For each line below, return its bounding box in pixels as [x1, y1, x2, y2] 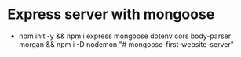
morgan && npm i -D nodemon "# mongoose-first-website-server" [18, 39, 235, 48]
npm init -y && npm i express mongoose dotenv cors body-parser [18, 31, 232, 41]
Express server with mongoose [7, 5, 215, 23]
